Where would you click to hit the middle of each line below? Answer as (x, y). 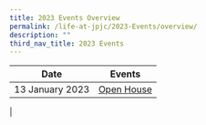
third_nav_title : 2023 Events (67, 43)
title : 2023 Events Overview (65, 18)
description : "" (40, 35)
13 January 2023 (52, 89)
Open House (125, 89)
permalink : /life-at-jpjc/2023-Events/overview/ (103, 26)
